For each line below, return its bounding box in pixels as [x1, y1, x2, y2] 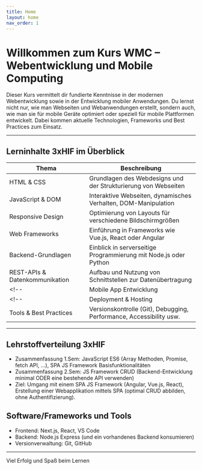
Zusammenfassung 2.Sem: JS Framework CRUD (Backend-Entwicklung [14, 368, 193, 375]
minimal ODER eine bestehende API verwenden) [14, 374, 134, 382]
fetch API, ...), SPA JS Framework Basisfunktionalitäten [14, 361, 151, 368]
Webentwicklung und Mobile [6, 58, 153, 72]
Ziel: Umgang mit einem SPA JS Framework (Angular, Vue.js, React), [14, 380, 185, 388]
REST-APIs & [9, 268, 46, 276]
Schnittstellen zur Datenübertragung [89, 276, 192, 284]
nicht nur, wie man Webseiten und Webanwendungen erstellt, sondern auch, [6, 104, 195, 111]
